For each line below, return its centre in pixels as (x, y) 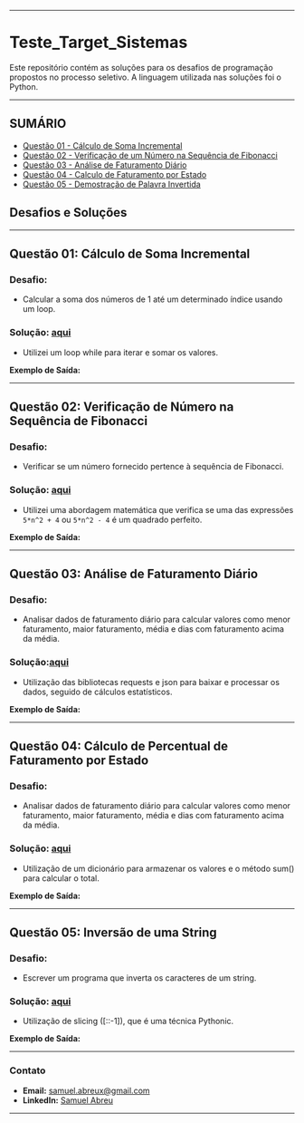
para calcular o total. (61, 878)
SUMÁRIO (38, 124)
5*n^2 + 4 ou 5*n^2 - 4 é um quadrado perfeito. (112, 519)
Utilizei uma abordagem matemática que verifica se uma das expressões (158, 509)
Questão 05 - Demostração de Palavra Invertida (111, 184)
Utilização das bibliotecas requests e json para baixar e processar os (151, 682)
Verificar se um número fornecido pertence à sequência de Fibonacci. (153, 467)
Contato (28, 1070)
